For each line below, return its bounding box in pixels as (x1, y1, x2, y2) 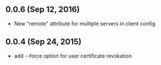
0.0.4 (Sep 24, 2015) (5, 37, 82, 47)
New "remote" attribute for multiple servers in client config (13, 20, 156, 27)
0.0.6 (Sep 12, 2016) (5, 5, 80, 15)
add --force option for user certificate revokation (13, 52, 132, 59)
